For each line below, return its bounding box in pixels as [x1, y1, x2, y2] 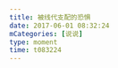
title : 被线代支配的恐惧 [9, 12, 91, 22]
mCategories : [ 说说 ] [9, 29, 83, 38]
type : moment [9, 37, 58, 47]
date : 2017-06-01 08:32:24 [9, 21, 110, 30]
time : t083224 [9, 46, 63, 55]
